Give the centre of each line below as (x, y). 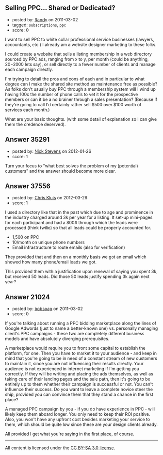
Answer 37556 (28, 186)
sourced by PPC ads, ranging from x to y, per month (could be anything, (77, 59)
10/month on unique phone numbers (48, 243)
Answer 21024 (27, 297)
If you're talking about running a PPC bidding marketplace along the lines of (81, 323)
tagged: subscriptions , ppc (39, 25)
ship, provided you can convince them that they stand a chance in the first (79, 394)
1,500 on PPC (25, 237)
